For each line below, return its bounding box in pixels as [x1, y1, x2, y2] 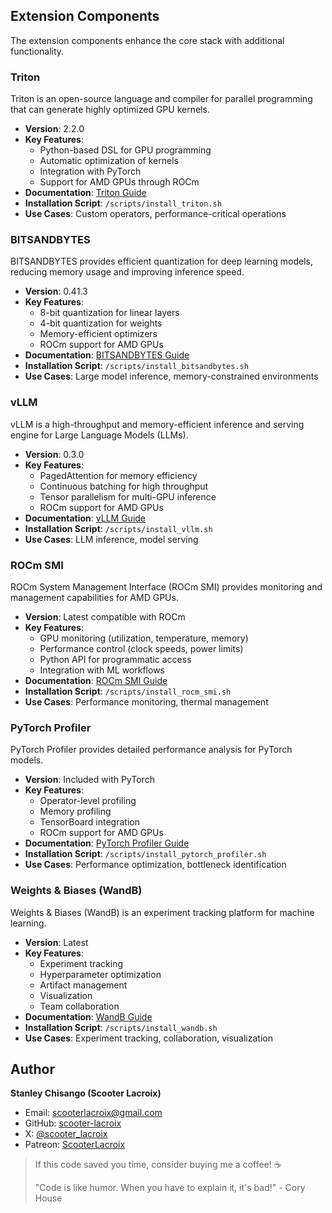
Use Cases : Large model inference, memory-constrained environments [24, 370, 319, 383]
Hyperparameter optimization [39, 968, 162, 980]
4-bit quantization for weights [39, 317, 163, 329]
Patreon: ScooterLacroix [24, 1139, 126, 1151]
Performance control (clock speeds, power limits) [39, 643, 244, 654]
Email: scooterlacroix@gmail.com [24, 1107, 163, 1119]
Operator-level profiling [39, 795, 137, 807]
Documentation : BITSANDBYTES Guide [24, 349, 190, 361]
